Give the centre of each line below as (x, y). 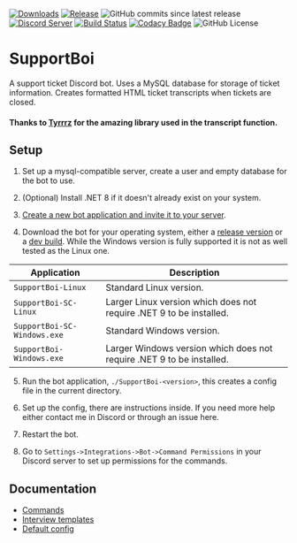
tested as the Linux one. (66, 251)
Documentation (53, 489)
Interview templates (58, 520)
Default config (48, 529)
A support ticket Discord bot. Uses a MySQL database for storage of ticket (145, 83)
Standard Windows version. (163, 331)
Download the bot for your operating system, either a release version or (152, 232)
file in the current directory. (72, 391)
